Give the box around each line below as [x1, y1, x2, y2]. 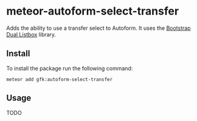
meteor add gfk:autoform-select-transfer [6, 76, 113, 83]
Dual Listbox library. [6, 30, 57, 38]
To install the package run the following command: [6, 64, 133, 72]
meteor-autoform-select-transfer [6, 4, 179, 18]
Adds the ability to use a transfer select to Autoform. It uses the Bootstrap [6, 24, 191, 32]
